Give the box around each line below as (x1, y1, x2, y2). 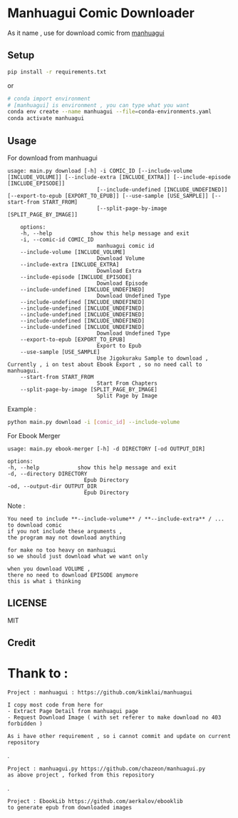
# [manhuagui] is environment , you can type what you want (7, 101, 190, 108)
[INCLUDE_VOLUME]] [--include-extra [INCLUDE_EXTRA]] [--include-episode (7, 173, 232, 181)
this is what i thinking (7, 577, 81, 585)
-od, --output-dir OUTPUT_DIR (7, 483, 98, 490)
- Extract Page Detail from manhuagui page (7, 707, 139, 715)
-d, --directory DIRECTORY (7, 470, 88, 478)
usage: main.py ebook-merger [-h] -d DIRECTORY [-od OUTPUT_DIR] (7, 445, 205, 453)
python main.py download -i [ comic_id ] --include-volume (7, 418, 180, 425)
